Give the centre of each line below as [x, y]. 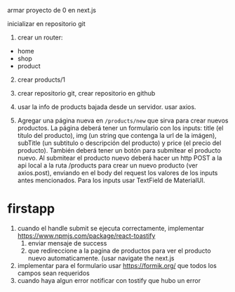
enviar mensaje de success [67, 243]
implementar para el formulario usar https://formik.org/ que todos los [117, 265]
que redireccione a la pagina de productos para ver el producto [120, 250]
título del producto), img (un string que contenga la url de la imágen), [117, 135]
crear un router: [40, 37]
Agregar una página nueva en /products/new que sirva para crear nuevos [123, 120]
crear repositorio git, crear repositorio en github [86, 93]
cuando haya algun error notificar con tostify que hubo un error [109, 280]
